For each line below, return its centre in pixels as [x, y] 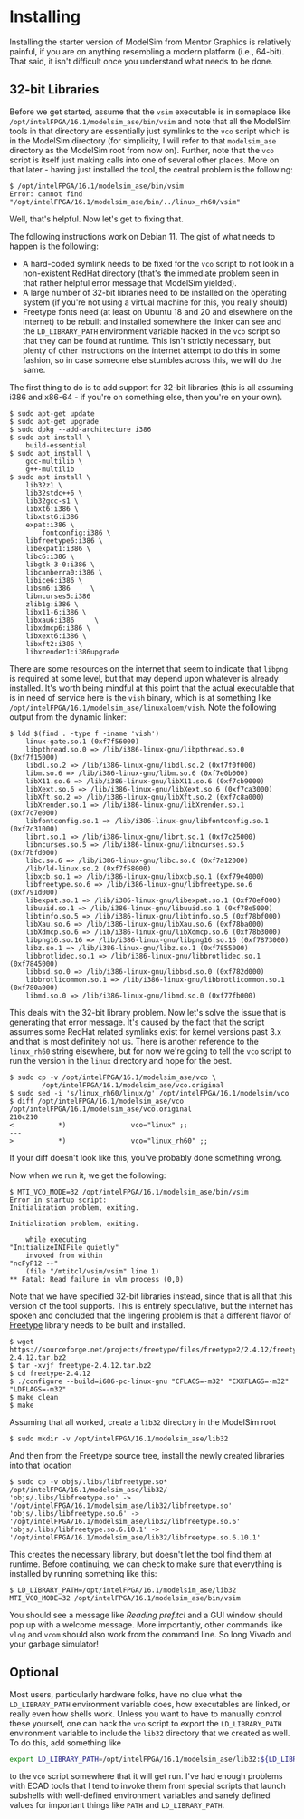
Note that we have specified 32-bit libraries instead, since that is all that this [151, 1296]
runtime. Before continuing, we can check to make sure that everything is [146, 1564]
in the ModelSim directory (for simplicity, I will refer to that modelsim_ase [143, 140]
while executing [57, 1239]
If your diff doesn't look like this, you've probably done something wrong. [146, 1157]
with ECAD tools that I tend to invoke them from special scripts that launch [148, 1786]
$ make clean [34, 1397]
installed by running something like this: [83, 1573]
